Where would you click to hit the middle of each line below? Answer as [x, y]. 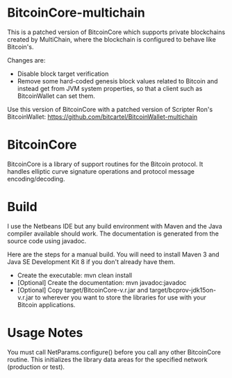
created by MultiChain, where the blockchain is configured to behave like [112, 39]
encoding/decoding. [36, 179]
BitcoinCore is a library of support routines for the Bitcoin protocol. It [105, 164]
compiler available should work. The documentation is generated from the [113, 233]
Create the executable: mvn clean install [75, 275]
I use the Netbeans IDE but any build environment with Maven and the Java [115, 226]
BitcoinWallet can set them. [56, 96]
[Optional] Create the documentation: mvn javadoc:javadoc [102, 282]
